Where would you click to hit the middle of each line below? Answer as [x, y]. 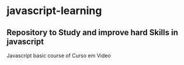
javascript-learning [54, 11]
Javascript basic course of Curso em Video [59, 56]
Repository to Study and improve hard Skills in [93, 32]
